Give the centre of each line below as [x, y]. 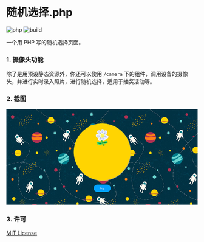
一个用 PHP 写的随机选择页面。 [45, 42]
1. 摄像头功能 [25, 60]
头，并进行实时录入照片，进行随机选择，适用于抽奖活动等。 [81, 81]
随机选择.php [39, 12]
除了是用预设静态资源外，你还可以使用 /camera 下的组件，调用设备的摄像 [97, 74]
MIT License [22, 233]
